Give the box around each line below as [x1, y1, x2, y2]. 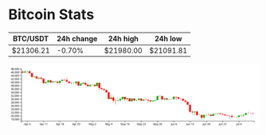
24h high [108, 34, 139, 44]
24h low [154, 34, 182, 44]
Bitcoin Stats [8, 6, 95, 24]
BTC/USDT [13, 34, 49, 44]
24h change [57, 34, 98, 44]
